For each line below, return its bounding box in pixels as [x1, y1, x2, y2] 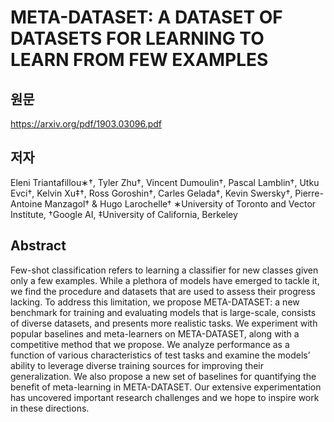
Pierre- [294, 187, 324, 199]
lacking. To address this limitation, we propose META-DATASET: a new [10, 296, 300, 308]
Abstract [10, 237, 67, 255]
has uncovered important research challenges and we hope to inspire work [10, 391, 320, 403]
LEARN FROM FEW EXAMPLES [10, 49, 269, 71]
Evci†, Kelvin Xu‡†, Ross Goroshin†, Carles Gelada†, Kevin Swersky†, [10, 187, 293, 199]
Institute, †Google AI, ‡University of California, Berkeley [10, 208, 238, 220]
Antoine [10, 197, 43, 210]
